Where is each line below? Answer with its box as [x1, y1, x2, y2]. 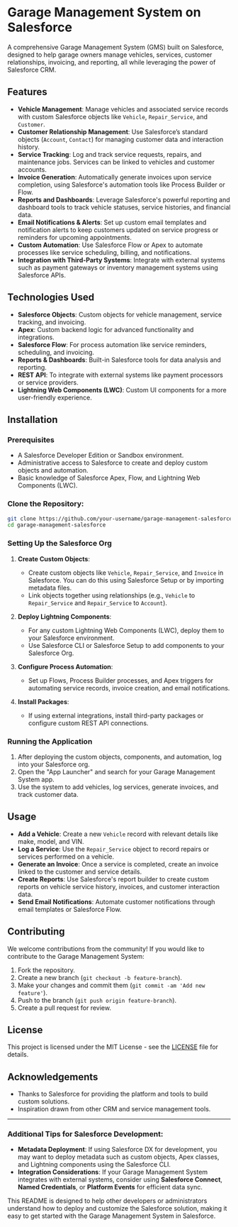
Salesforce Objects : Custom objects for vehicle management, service [17, 310, 222, 319]
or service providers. [17, 378, 79, 387]
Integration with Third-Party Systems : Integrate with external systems [17, 255, 225, 264]
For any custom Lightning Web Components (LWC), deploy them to [28, 626, 225, 634]
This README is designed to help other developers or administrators [7, 1196, 208, 1205]
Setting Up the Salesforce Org [7, 539, 112, 549]
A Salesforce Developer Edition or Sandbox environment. [17, 451, 184, 460]
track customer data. [17, 790, 79, 798]
